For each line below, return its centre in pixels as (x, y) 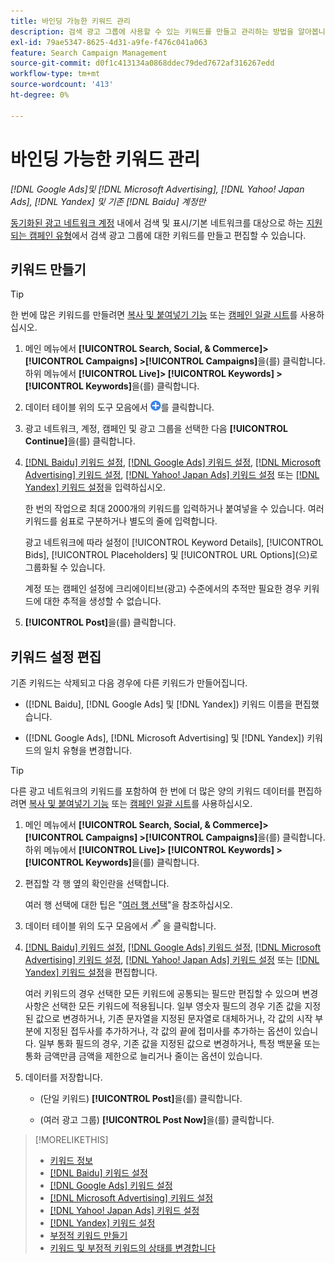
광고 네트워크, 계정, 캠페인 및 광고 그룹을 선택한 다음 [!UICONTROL (156, 429)
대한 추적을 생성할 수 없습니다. (102, 601)
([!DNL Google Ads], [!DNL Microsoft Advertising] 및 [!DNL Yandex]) (164, 738)
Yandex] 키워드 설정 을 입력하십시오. (95, 487)
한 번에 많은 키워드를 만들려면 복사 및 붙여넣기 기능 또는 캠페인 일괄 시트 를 (154, 315)
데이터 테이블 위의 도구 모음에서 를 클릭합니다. (119, 407)
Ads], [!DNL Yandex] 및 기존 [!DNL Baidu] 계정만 (108, 201)
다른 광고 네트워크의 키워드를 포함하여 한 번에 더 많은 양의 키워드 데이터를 (153, 791)
